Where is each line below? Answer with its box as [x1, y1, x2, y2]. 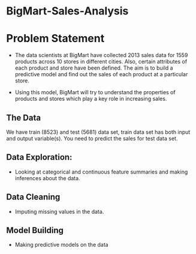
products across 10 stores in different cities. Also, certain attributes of [14, 58, 188, 65]
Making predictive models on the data [14, 241, 109, 249]
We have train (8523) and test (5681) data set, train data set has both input [6, 128, 191, 136]
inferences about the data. [14, 174, 80, 181]
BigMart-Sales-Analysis [6, 4, 129, 18]
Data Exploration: [6, 152, 73, 163]
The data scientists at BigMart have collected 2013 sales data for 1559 [14, 52, 188, 59]
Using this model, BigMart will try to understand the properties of [14, 89, 176, 96]
